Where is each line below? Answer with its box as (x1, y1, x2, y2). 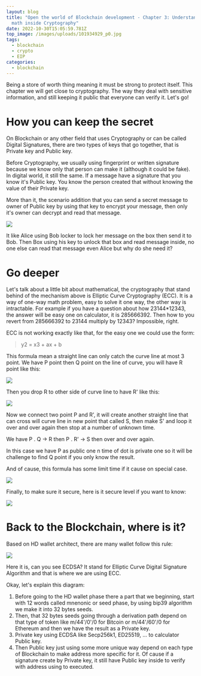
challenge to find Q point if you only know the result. (6, 454, 136, 461)
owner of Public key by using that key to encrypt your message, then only (6, 202, 188, 210)
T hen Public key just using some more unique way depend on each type (14, 644, 193, 651)
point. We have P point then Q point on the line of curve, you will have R (6, 359, 183, 367)
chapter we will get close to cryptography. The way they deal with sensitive (6, 88, 192, 95)
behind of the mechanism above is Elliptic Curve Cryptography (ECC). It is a (6, 292, 193, 299)
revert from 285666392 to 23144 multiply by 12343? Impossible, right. (6, 318, 179, 325)
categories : (6, 59, 36, 65)
